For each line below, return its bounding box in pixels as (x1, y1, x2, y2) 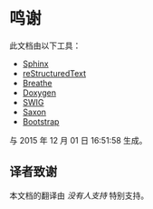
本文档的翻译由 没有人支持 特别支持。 (9, 190, 149, 201)
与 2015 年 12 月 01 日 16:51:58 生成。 (9, 134, 148, 145)
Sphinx (22, 58, 49, 69)
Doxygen (22, 87, 57, 98)
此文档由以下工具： (9, 40, 81, 51)
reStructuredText (22, 67, 87, 78)
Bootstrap (22, 115, 60, 127)
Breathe (22, 77, 53, 88)
